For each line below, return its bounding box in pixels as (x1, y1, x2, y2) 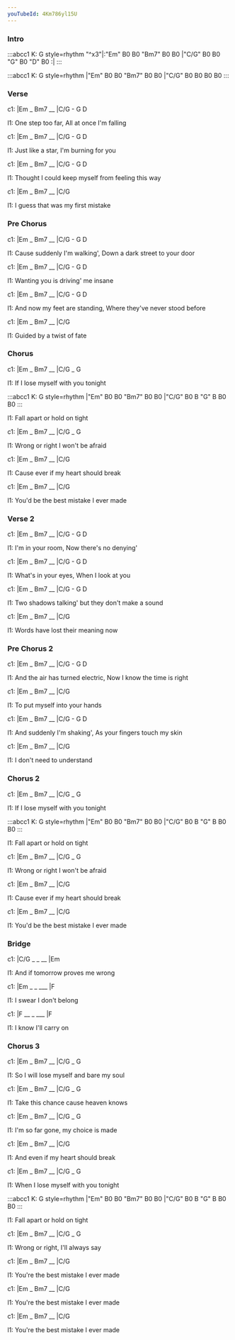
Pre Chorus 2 (7, 644, 53, 654)
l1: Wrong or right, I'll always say (7, 1244, 101, 1252)
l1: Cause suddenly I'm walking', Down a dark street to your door (7, 249, 195, 257)
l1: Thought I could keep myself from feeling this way (7, 174, 161, 182)
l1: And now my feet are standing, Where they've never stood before (7, 303, 206, 312)
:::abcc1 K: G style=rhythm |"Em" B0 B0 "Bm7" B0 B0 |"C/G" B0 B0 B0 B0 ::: (7, 71, 229, 79)
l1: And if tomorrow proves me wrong (7, 968, 115, 977)
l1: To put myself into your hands (7, 701, 102, 710)
